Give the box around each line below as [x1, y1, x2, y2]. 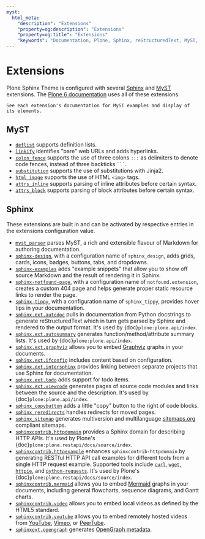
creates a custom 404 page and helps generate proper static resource [15, 285, 193, 292]
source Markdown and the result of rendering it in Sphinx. [15, 271, 161, 279]
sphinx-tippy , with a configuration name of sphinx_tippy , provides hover [15, 297, 199, 305]
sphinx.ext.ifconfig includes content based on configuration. [15, 356, 173, 364]
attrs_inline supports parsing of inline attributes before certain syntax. [15, 180, 197, 187]
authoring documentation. [15, 245, 81, 253]
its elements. [6, 108, 43, 114]
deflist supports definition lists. [15, 140, 97, 148]
